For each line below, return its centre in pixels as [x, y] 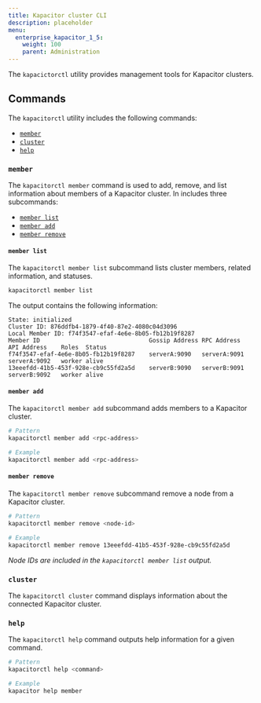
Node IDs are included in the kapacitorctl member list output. [110, 560]
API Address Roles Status [58, 348]
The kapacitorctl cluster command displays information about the [118, 595]
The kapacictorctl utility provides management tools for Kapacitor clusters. [131, 74]
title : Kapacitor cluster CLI [58, 15]
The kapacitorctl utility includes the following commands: [103, 118]
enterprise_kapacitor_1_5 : [59, 37]
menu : [17, 30]
